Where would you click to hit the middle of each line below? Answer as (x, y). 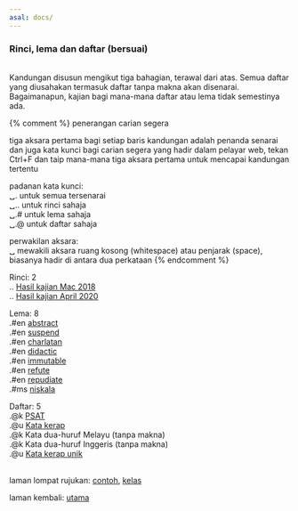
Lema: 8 (24, 313)
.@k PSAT (27, 416)
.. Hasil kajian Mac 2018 (52, 287)
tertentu (24, 168)
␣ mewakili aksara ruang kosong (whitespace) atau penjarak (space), (136, 250)
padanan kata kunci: (46, 186)
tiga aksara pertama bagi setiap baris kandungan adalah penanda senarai (144, 140)
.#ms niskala (32, 389)
